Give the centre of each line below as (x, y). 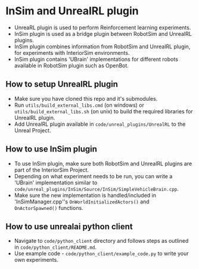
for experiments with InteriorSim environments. (72, 52)
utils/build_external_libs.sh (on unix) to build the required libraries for (103, 111)
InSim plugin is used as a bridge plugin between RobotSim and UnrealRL (103, 33)
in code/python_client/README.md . (55, 247)
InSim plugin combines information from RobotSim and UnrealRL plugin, (102, 47)
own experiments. (36, 260)
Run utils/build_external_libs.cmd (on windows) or (79, 105)
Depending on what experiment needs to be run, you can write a (93, 176)
